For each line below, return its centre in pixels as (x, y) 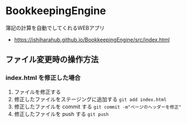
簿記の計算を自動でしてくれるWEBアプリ (55, 28)
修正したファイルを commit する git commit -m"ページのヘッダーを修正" (98, 107)
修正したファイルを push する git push (61, 114)
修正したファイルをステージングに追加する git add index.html (90, 99)
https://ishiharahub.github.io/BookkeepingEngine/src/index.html (92, 39)
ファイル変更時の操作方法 (52, 60)
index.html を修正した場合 (43, 78)
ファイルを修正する (37, 92)
